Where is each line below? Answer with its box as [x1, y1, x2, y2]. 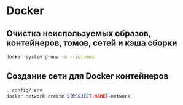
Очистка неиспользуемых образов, [6, 28, 152, 39]
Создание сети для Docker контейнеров [6, 71, 169, 82]
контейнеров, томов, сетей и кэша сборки [6, 37, 177, 48]
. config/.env [6, 87, 43, 93]
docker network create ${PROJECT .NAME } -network [6, 93, 131, 99]
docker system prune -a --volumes [6, 54, 95, 60]
